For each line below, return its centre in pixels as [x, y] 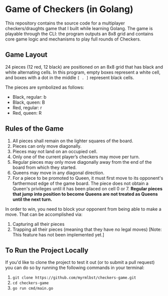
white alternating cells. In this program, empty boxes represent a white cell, [83, 72]
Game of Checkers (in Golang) [69, 9]
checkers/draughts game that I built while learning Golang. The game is [79, 28]
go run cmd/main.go [33, 288]
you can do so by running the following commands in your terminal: [75, 268]
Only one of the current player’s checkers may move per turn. [76, 157]
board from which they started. [44, 167]
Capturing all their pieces [38, 224]
